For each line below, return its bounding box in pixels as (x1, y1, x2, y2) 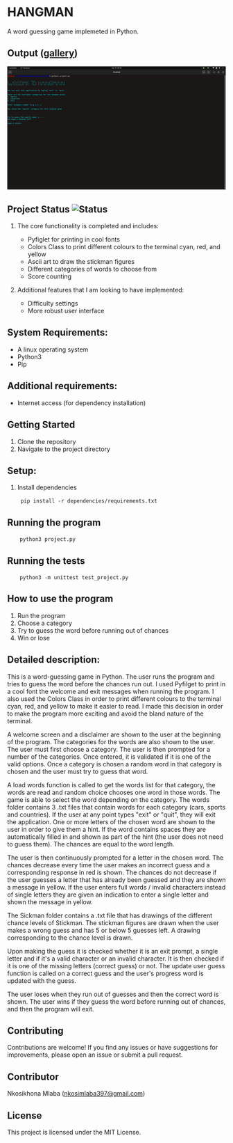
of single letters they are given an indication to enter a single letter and (7, 890, 209, 899)
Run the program (17, 611, 66, 620)
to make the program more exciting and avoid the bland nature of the (7, 709, 204, 718)
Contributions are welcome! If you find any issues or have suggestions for (7, 1043, 218, 1052)
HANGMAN (7, 4, 74, 20)
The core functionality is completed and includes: (17, 222, 159, 230)
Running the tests (7, 555, 85, 567)
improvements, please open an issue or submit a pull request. (7, 1050, 183, 1059)
